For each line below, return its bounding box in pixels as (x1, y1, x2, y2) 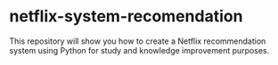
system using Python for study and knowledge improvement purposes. (9, 45, 270, 55)
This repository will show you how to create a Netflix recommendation (9, 36, 266, 46)
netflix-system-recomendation (9, 6, 243, 27)
